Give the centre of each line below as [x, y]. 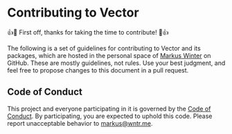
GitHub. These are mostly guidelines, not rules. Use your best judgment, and [116, 63]
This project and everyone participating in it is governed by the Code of [109, 108]
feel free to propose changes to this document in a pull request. [98, 70]
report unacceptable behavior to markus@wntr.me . [80, 123]
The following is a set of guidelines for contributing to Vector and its [104, 48]
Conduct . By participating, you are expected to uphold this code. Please [110, 116]
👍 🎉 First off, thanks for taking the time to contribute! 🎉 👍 [88, 32]
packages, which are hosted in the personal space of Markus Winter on [109, 55]
